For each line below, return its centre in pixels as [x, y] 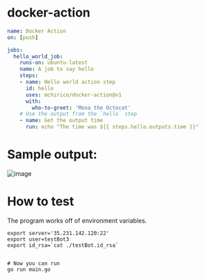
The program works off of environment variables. [77, 220]
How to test [41, 202]
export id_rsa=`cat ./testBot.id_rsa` [63, 245]
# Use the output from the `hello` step [78, 114]
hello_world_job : [38, 57]
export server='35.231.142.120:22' [58, 233]
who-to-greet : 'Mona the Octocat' [81, 108]
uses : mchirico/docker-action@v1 [74, 94]
